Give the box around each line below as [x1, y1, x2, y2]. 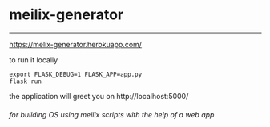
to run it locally [9, 54, 58, 65]
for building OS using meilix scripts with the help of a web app [9, 109, 215, 119]
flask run [9, 77, 42, 85]
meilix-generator [9, 6, 124, 24]
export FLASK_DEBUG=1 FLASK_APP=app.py [9, 70, 143, 78]
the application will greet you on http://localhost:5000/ [9, 91, 189, 101]
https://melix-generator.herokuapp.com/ [9, 39, 143, 49]
